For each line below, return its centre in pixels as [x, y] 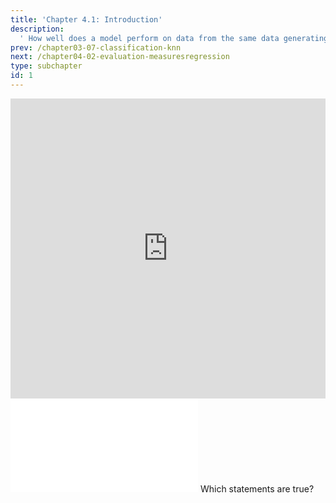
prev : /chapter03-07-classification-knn [96, 47]
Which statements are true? [257, 488]
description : [37, 29]
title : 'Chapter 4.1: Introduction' [86, 19]
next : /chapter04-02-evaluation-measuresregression [120, 57]
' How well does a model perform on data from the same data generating [174, 38]
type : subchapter [46, 66]
